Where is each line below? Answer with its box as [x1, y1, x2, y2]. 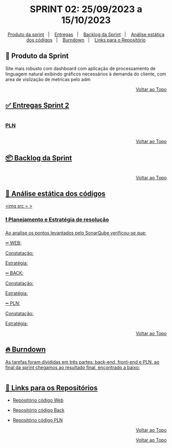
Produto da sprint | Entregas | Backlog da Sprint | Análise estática [7, 31, 165, 38]
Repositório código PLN [12, 417, 63, 423]
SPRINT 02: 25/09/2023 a [30, 4, 142, 15]
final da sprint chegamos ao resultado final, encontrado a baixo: [5, 364, 140, 370]
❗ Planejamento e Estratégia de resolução [5, 216, 109, 223]
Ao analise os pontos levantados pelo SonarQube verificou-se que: [5, 230, 147, 236]
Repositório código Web [12, 397, 64, 403]
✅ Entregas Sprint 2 [5, 101, 70, 110]
